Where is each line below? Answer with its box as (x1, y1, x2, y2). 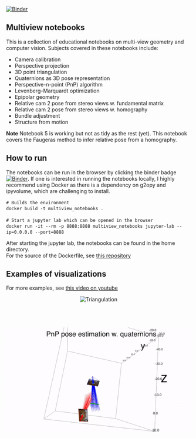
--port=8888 (35, 229, 65, 235)
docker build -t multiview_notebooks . (6, 205, 104, 211)
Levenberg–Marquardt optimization (14, 87, 100, 94)
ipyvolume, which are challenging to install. (6, 187, 110, 194)
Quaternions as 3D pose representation (14, 74, 110, 82)
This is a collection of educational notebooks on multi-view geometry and (6, 38, 184, 45)
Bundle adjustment (14, 112, 60, 119)
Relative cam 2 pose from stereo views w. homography (14, 106, 148, 113)
